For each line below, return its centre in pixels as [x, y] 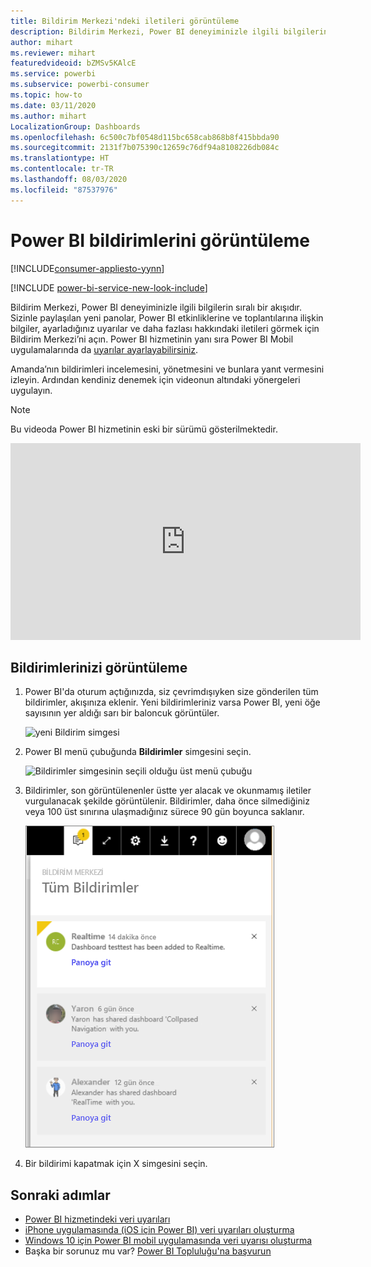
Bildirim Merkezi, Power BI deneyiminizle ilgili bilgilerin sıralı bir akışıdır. [156, 307]
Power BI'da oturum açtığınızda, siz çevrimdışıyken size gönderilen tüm [171, 692]
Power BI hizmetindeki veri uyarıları [97, 1219]
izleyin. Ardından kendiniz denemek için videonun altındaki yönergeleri [155, 379]
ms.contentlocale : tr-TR [62, 169]
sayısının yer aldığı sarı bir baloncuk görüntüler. [122, 713]
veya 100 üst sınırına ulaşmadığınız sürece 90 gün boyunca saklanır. [164, 812]
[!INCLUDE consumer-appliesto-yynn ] [87, 268]
